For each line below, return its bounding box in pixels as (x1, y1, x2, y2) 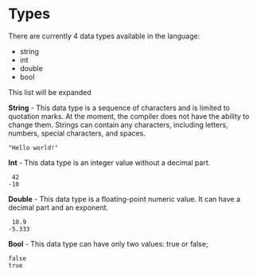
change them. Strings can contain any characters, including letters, (8, 120, 228, 129)
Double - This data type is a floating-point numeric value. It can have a (8, 194, 241, 203)
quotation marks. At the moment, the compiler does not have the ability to (8, 111, 250, 120)
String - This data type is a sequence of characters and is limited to (8, 103, 231, 112)
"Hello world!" (8, 144, 59, 152)
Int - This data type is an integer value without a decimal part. (8, 157, 211, 168)
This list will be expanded (8, 87, 92, 97)
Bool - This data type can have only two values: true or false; (8, 239, 208, 248)
